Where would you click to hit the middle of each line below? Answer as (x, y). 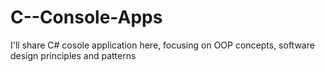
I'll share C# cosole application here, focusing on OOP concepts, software (162, 45)
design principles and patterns (73, 55)
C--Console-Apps (86, 17)
